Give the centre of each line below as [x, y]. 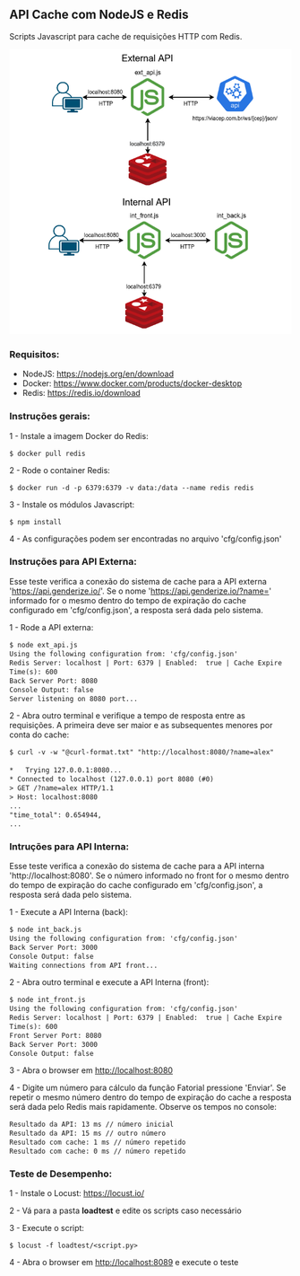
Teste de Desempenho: [61, 1174]
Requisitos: [34, 354]
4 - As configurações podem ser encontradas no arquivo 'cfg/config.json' [146, 539]
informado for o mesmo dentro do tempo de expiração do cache [128, 600]
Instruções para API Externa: [73, 562]
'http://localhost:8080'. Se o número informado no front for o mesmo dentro [149, 876]
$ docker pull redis [48, 453]
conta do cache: [39, 735]
